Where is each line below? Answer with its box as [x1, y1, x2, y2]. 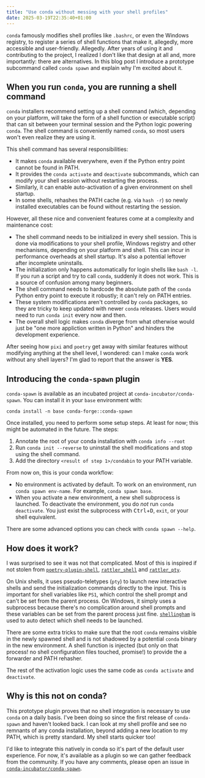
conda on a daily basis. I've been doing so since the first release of [6, 714, 173, 721]
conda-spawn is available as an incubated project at [6, 390, 133, 397]
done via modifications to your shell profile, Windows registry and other [15, 240, 196, 247]
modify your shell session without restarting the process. [15, 177, 159, 185]
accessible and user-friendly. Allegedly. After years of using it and [6, 44, 173, 52]
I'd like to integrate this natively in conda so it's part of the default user [6, 745, 185, 752]
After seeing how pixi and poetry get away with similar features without [6, 343, 188, 350]
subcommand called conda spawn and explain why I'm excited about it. [6, 64, 183, 71]
